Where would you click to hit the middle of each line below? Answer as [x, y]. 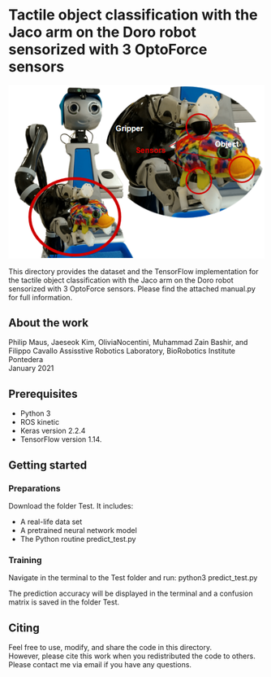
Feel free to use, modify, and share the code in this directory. [110, 648]
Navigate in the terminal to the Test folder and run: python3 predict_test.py [133, 578]
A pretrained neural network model [79, 530]
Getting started [48, 465]
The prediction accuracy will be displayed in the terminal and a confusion [131, 594]
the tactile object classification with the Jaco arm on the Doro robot [121, 280]
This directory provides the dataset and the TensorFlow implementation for [133, 271]
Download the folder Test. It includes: [71, 505]
